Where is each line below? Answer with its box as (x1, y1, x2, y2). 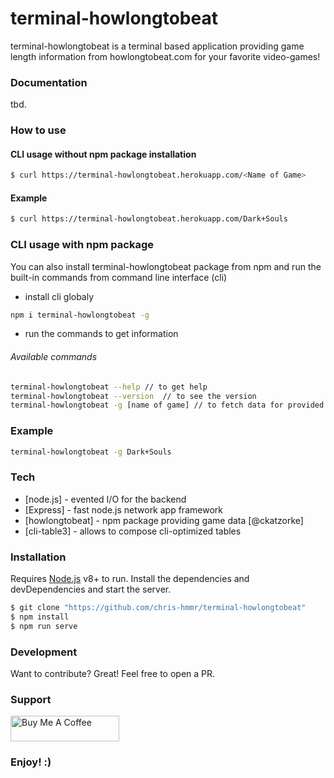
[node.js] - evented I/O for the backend (24, 493, 187, 505)
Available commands (10, 351, 98, 363)
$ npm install (10, 612, 70, 622)
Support (10, 692, 52, 706)
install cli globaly (24, 290, 95, 302)
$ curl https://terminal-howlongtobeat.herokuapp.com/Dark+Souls (10, 214, 288, 224)
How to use (10, 123, 67, 137)
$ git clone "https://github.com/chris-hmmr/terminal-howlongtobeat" (10, 603, 307, 613)
